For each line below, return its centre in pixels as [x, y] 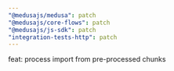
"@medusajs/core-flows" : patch [59, 23]
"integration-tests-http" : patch [63, 37]
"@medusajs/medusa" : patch [52, 15]
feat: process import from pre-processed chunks [87, 59]
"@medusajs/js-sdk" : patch [52, 30]
